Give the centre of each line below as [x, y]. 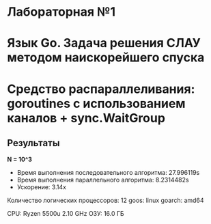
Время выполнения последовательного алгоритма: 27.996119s [108, 173]
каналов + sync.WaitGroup [86, 118]
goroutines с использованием [96, 103]
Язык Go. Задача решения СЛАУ [104, 43]
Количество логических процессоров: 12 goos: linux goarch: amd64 [105, 200]
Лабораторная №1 [61, 12]
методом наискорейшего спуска [106, 58]
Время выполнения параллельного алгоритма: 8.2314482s [103, 180]
